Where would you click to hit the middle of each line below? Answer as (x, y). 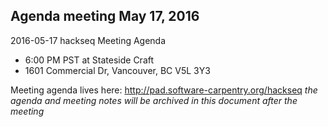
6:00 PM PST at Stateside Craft (89, 60)
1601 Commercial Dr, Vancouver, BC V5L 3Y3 (117, 70)
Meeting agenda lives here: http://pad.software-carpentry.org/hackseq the (164, 90)
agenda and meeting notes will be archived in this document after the (154, 100)
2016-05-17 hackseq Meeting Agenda (88, 40)
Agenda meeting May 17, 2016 (105, 16)
